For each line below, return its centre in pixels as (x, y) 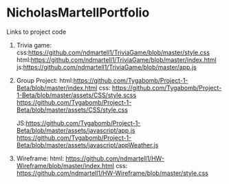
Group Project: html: (45, 80)
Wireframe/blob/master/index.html (65, 165)
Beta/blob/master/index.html (57, 88)
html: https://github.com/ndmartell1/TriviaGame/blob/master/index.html (117, 59)
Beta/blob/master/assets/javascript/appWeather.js (87, 145)
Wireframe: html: (40, 158)
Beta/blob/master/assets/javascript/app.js (76, 130)
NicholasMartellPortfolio (78, 13)
